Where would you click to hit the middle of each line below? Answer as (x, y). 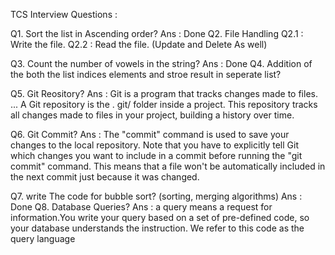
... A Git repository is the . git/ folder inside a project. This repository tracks (164, 104)
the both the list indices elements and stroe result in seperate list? (146, 74)
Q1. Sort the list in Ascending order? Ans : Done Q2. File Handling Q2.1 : (157, 33)
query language (43, 238)
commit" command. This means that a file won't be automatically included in (168, 166)
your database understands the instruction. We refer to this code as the (157, 228)
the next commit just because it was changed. (105, 177)
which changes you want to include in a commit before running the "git (156, 155)
